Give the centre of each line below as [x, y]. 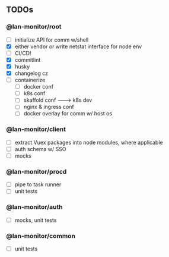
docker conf [39, 87]
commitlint [28, 59]
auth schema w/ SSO [40, 149]
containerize [30, 80]
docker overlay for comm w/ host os [68, 114]
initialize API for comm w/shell [52, 40]
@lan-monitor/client [36, 129]
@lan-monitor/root [34, 27]
